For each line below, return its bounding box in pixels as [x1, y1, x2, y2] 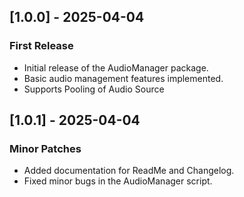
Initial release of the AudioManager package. [23, 61, 209, 74]
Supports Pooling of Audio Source [23, 83, 165, 95]
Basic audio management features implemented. [23, 72, 224, 84]
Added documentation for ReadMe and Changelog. [23, 165, 235, 177]
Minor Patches [9, 142, 82, 155]
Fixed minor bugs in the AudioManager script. [23, 175, 213, 187]
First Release [9, 39, 74, 53]
